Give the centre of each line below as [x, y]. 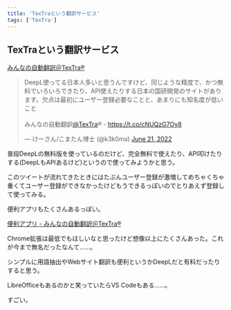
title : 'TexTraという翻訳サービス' [54, 13]
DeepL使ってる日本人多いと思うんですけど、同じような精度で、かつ [121, 82]
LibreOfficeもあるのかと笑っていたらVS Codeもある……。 [89, 285]
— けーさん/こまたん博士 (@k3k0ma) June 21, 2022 [98, 139]
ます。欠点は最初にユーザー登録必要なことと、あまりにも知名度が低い [123, 100]
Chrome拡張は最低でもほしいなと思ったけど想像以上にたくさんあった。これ [115, 239]
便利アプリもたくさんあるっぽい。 [56, 209]
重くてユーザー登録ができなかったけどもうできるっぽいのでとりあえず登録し [116, 186]
